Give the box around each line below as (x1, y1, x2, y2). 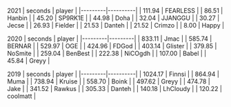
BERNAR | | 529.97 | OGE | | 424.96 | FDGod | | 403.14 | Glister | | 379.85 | (7, 42, 217, 50)
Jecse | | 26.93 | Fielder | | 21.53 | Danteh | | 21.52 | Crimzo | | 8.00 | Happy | (7, 21, 225, 29)
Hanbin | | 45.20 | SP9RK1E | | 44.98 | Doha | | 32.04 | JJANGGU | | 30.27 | (7, 14, 220, 22)
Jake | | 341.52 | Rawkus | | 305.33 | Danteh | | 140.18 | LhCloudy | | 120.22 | (7, 85, 223, 93)
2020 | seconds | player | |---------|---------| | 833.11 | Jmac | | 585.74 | (7, 35, 212, 43)
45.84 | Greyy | (7, 57, 50, 65)
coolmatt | (7, 92, 37, 100)
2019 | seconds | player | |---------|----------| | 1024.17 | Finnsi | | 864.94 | (7, 70, 219, 78)
